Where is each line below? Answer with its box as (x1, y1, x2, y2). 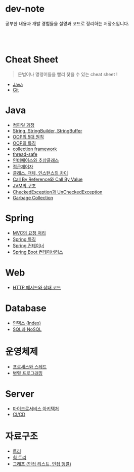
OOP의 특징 (12, 140, 36, 146)
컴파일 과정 (12, 122, 35, 128)
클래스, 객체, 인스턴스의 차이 (12, 170, 68, 176)
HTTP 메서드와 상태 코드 (12, 284, 62, 290)
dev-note (5, 3, 44, 15)
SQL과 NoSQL (12, 326, 42, 332)
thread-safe (12, 151, 38, 157)
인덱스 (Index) (12, 320, 41, 326)
